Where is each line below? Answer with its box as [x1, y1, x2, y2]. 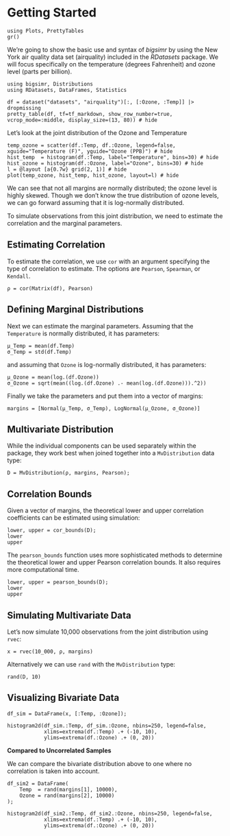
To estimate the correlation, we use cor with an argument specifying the [7, 257, 210, 265]
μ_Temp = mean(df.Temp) [7, 342, 75, 349]
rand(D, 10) [7, 673, 41, 680]
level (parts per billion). [7, 67, 73, 75]
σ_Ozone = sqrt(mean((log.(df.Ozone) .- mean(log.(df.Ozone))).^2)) [7, 379, 207, 387]
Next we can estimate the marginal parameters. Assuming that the [7, 322, 194, 330]
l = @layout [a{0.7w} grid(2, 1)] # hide [7, 166, 127, 173]
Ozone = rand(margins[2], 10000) [19, 792, 115, 799]
